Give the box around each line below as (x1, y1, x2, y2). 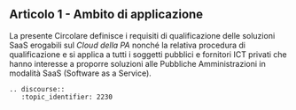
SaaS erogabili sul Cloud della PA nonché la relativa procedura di (9, 40, 246, 50)
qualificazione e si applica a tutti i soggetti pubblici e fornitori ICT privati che (9, 48, 287, 60)
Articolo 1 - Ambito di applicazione (9, 7, 204, 22)
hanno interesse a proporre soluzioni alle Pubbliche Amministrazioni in (9, 58, 266, 69)
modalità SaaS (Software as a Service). (9, 68, 152, 78)
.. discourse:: (9, 84, 66, 93)
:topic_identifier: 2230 (20, 92, 113, 101)
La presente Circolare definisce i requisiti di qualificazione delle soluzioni (9, 30, 276, 40)
